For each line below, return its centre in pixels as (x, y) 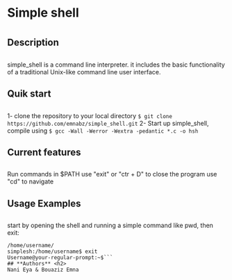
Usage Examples (44, 203)
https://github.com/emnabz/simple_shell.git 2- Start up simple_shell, (108, 123)
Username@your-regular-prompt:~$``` (60, 258)
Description (33, 43)
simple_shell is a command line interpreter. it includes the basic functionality (116, 65)
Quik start (29, 94)
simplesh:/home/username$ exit (52, 252)
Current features (44, 152)
